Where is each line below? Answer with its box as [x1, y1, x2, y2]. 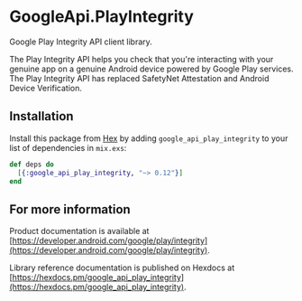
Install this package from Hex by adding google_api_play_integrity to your [9, 133, 288, 144]
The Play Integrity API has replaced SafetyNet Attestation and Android [9, 72, 270, 83]
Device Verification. [9, 82, 83, 93]
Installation [9, 108, 74, 124]
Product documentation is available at [9, 226, 150, 237]
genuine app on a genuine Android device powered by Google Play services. [9, 63, 294, 74]
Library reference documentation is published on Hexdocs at [9, 262, 235, 273]
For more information [9, 202, 131, 217]
